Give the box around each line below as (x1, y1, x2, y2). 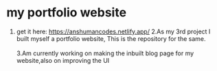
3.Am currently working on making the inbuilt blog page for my (16, 49, 194, 57)
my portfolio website (6, 5, 127, 20)
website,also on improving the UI (16, 56, 110, 64)
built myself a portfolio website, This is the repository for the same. (16, 34, 207, 42)
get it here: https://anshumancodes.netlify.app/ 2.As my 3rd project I (16, 27, 211, 35)
